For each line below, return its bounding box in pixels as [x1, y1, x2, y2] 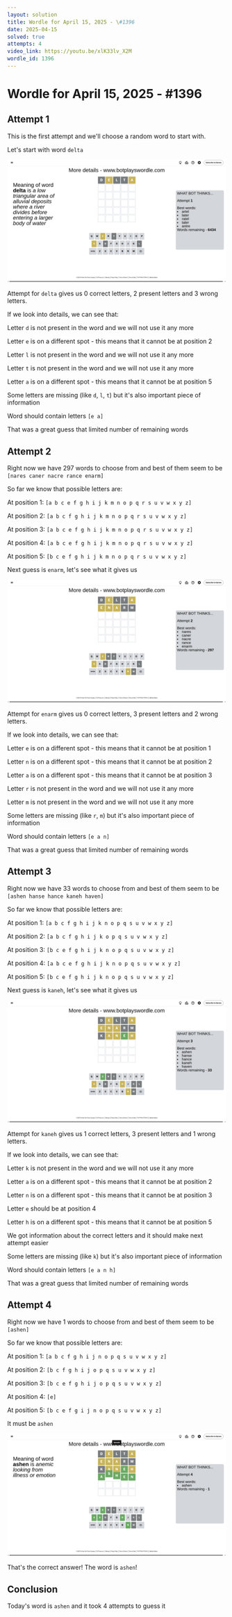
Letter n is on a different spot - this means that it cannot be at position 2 [7, 757, 213, 766]
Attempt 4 [7, 1299, 52, 1311]
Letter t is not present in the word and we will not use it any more [7, 364, 194, 372]
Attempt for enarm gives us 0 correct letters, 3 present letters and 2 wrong [7, 709, 219, 718]
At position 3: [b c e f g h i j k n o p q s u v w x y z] [7, 945, 175, 953]
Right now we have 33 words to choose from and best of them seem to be [7, 884, 219, 892]
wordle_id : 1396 [7, 56, 54, 63]
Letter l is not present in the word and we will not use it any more [7, 351, 194, 359]
